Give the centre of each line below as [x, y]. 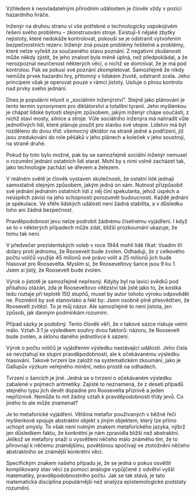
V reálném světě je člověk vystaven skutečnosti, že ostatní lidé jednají [90, 179]
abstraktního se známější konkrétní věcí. [55, 452]
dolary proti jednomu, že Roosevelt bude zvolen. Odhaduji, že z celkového [95, 251]
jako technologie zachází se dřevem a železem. [63, 167]
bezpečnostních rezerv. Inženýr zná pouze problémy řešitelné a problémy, [96, 45]
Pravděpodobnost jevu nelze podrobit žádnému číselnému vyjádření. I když [97, 221]
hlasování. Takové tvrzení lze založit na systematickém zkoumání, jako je [94, 360]
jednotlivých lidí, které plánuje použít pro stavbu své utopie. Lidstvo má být [96, 125]
